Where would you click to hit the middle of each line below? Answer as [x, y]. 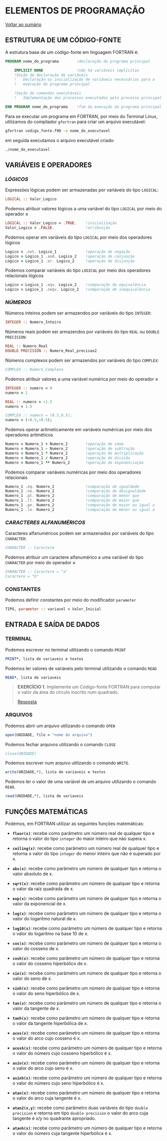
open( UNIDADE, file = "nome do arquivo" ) [49, 735]
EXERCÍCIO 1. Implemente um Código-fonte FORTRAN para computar [89, 687]
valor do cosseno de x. [36, 949]
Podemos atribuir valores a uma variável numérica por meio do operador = [82, 379]
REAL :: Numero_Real [27, 346]
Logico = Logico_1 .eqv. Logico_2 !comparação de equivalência [76, 285]
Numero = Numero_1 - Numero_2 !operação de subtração [70, 449]
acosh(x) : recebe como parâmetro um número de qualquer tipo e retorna [87, 1048]
